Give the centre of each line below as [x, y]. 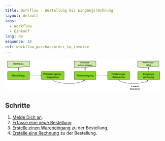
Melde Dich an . [28, 117]
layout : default [22, 16]
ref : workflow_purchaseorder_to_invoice [47, 47]
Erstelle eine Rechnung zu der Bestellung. [55, 133]
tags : [11, 21]
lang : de [14, 36]
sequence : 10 [18, 42]
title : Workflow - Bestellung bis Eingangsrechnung [59, 10]
